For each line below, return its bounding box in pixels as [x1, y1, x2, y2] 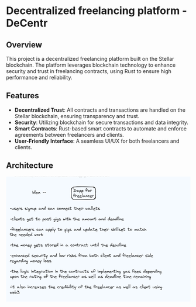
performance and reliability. [6, 74, 73, 81]
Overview [6, 40, 43, 50]
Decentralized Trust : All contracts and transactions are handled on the [14, 106, 186, 113]
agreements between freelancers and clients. [14, 131, 124, 138]
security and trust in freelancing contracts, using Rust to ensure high [6, 68, 171, 74]
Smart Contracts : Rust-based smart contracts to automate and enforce [14, 125, 187, 132]
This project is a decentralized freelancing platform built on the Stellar [6, 56, 174, 62]
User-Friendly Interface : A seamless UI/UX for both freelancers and [14, 137, 180, 144]
